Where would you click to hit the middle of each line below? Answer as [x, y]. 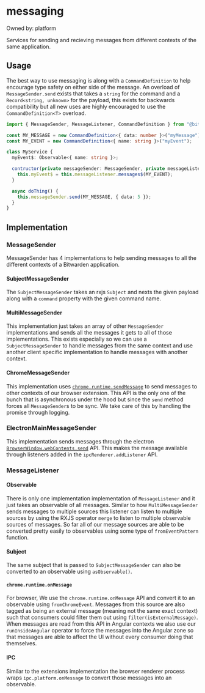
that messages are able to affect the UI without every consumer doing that [100, 637]
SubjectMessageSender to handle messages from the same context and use [100, 346]
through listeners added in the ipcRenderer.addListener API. [82, 454]
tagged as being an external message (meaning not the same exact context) [102, 611]
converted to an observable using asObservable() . [69, 572]
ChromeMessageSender [38, 372]
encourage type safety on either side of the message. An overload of [93, 87]
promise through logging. [38, 412]
